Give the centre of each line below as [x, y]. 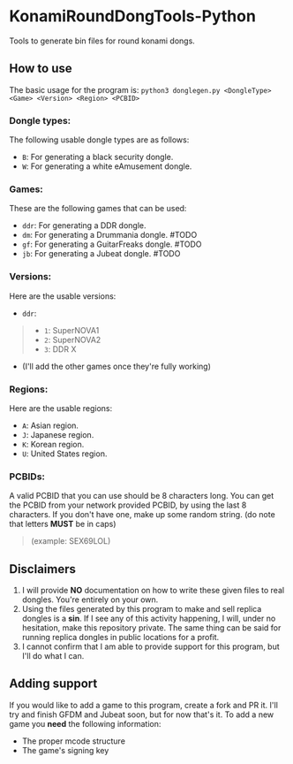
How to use [41, 69]
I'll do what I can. [53, 656]
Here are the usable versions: [63, 296]
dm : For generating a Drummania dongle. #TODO [109, 235]
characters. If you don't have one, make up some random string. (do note [142, 515]
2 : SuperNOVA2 [72, 340]
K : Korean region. [53, 444]
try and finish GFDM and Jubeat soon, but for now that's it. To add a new [142, 714]
